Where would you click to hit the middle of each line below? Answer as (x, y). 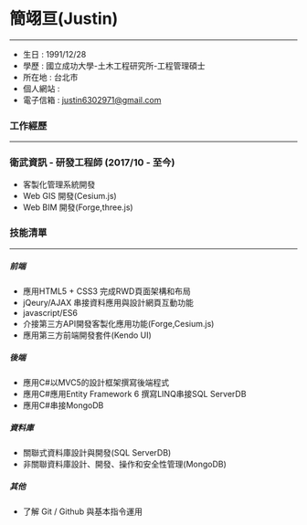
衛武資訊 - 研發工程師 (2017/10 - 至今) (92, 163)
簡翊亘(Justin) (64, 19)
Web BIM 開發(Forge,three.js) (78, 207)
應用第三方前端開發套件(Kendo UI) (87, 335)
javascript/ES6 (50, 312)
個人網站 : (41, 89)
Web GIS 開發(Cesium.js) (69, 195)
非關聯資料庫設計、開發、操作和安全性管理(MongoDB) (124, 464)
